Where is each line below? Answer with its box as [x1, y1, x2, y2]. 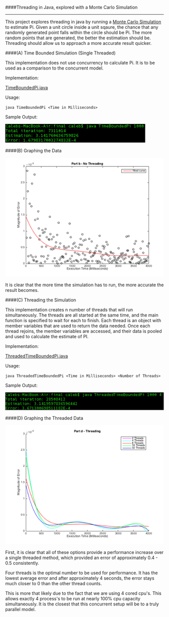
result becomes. [5, 287, 39, 293]
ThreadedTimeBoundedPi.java [5, 353, 68, 359]
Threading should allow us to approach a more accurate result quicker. [5, 40, 152, 46]
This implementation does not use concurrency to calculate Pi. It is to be [5, 60, 155, 66]
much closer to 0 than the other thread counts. [5, 581, 102, 587]
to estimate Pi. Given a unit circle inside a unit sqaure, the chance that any [5, 24, 158, 30]
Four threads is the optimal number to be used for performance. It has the [5, 570, 158, 576]
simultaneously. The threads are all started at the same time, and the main [5, 312, 158, 318]
